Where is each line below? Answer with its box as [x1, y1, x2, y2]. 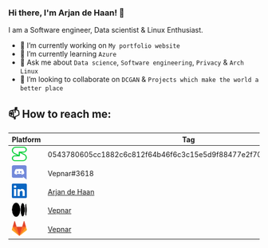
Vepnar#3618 [47, 168, 94, 178]
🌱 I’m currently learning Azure [19, 49, 117, 59]
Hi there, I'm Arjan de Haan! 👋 [8, 7, 125, 18]
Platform [11, 135, 41, 144]
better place [19, 85, 64, 93]
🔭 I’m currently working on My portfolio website [19, 41, 181, 50]
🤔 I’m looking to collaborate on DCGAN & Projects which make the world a [19, 75, 259, 85]
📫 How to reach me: [8, 107, 112, 120]
